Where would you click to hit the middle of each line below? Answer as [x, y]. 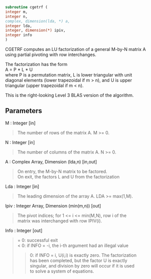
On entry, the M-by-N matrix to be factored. [62, 171]
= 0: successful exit [38, 240]
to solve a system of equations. [62, 271]
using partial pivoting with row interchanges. [51, 54]
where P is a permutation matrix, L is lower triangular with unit [69, 75]
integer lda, [19, 26]
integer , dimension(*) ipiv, [35, 30]
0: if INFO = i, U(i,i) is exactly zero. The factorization [83, 255]
